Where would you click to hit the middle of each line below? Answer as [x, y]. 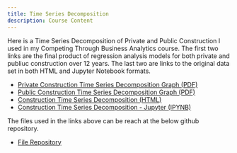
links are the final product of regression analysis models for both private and [118, 56]
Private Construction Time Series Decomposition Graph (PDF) [108, 84]
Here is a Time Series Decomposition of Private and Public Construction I [114, 40]
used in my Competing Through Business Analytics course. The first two [113, 48]
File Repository [39, 142]
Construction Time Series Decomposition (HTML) [89, 99]
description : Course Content [50, 21]
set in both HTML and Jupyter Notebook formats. [79, 71]
